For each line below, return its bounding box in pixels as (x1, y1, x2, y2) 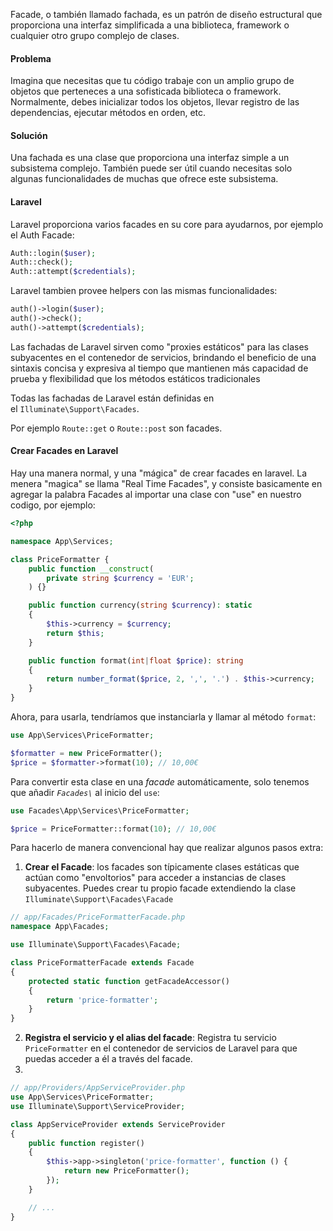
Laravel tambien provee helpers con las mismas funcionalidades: (10, 285, 278, 297)
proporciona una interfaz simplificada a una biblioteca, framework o (10, 19, 290, 31)
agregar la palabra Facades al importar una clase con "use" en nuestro (10, 489, 302, 501)
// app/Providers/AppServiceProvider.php (10, 1083, 186, 1093)
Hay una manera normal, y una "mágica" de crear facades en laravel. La (10, 467, 308, 479)
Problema (10, 52, 52, 64)
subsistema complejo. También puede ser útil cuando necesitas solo (10, 162, 293, 174)
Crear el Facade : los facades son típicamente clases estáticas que (24, 861, 300, 873)
